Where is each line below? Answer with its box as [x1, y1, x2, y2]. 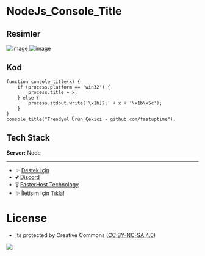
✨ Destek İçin [15, 166, 50, 174]
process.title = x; [28, 89, 78, 95]
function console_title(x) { [6, 78, 81, 85]
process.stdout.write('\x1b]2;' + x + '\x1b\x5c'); [28, 100, 163, 106]
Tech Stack [6, 133, 50, 143]
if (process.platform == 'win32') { [17, 84, 111, 90]
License [6, 211, 48, 225]
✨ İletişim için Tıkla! [15, 189, 65, 197]
